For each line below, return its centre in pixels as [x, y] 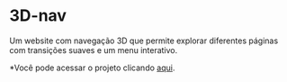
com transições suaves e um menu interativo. [94, 50]
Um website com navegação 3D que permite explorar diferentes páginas [144, 41]
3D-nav [38, 16]
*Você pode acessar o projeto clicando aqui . [92, 68]
